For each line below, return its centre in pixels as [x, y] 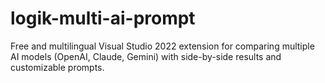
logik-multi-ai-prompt [103, 18]
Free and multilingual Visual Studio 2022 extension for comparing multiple [162, 46]
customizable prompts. [57, 67]
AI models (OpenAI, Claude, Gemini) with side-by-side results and [146, 56]
